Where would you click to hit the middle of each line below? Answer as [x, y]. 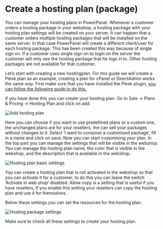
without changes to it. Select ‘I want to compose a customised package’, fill [81, 133]
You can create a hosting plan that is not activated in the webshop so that [79, 172]
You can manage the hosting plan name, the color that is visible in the [75, 148]
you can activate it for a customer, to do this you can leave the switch [75, 177]
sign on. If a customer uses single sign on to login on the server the [73, 53]
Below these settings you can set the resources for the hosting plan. [74, 202]
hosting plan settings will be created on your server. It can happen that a [78, 33]
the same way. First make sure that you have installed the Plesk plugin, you [81, 83]
